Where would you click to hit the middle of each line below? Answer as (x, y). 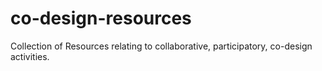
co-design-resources (101, 18)
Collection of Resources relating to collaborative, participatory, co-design (161, 46)
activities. (30, 56)
